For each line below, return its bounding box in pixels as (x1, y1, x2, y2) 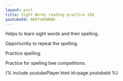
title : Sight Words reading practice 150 (5, 12, 95, 17)
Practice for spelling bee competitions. (5, 60, 86, 66)
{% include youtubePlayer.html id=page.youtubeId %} (5, 70, 118, 76)
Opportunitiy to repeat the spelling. (5, 40, 79, 47)
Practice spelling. (5, 50, 42, 56)
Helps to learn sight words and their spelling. (5, 31, 99, 37)
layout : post (5, 7, 33, 13)
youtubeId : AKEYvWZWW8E (5, 17, 56, 22)
